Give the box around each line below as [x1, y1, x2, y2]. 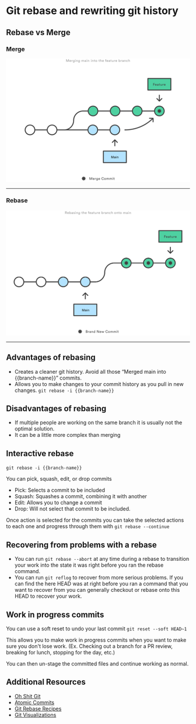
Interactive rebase [6, 449, 74, 458]
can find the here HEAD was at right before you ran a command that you [14, 580, 188, 587]
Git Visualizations [14, 711, 57, 718]
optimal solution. [14, 425, 55, 432]
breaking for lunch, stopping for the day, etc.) [6, 649, 116, 656]
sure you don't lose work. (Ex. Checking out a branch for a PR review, [6, 642, 173, 650]
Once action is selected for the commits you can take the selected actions [6, 516, 184, 524]
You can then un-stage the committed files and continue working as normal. [6, 660, 189, 667]
